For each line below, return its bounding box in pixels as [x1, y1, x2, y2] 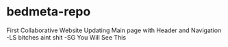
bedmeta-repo [6, 4, 91, 19]
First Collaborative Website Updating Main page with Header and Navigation [6, 26, 222, 34]
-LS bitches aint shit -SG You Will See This [6, 33, 127, 41]
